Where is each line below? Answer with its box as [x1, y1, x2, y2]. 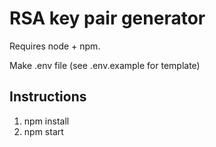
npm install [23, 115, 70, 127]
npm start [23, 125, 64, 137]
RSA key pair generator [9, 7, 206, 30]
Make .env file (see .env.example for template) [9, 59, 201, 71]
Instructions [9, 88, 87, 106]
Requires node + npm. [9, 40, 101, 52]
